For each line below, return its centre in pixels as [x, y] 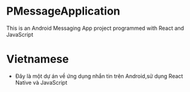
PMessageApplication [63, 11]
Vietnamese [37, 59]
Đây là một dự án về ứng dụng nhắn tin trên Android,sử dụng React [99, 76]
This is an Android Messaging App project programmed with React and [95, 28]
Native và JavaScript [41, 82]
